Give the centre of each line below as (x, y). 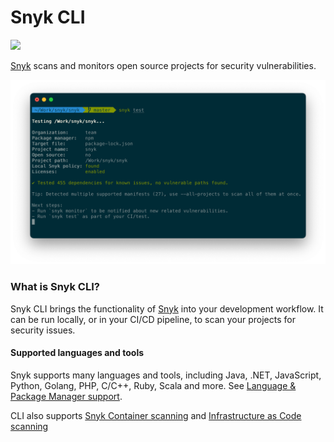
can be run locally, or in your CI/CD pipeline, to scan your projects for (153, 319)
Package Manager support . (66, 396)
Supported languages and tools (77, 353)
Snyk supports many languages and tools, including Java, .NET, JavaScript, (166, 375)
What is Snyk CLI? (55, 287)
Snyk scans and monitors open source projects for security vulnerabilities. (163, 65)
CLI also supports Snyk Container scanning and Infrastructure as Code (156, 415)
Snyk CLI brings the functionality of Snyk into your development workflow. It (167, 308)
